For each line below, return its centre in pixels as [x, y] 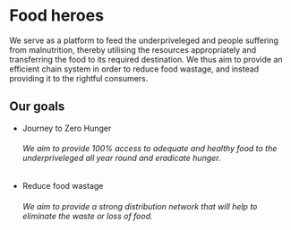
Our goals [37, 107]
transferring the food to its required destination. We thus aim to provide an [146, 59]
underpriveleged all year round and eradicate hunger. [121, 158]
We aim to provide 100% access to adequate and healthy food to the [150, 149]
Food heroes [57, 16]
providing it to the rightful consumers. [79, 78]
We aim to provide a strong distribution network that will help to [140, 206]
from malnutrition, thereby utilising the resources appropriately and [133, 49]
